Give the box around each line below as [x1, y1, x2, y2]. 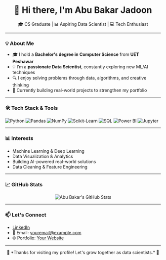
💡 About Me [5, 40, 34, 46]
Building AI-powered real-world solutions [12, 158, 96, 165]
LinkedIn [12, 224, 30, 230]
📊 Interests [5, 135, 34, 142]
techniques [12, 69, 36, 76]
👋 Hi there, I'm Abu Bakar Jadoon [14, 4, 152, 16]
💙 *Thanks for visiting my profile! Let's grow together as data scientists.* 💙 [6, 250, 160, 256]
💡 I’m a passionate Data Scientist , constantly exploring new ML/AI [12, 64, 148, 70]
